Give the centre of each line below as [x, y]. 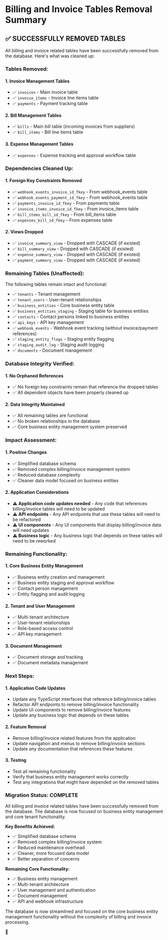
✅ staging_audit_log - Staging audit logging [58, 345]
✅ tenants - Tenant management [46, 294]
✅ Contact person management [45, 588]
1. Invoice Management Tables [38, 81]
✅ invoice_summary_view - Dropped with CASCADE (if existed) [76, 243]
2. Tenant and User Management [40, 606]
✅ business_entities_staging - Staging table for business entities [80, 311]
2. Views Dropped [24, 232]
